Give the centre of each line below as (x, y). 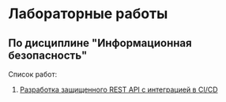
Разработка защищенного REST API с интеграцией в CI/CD (119, 89)
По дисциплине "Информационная (100, 43)
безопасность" (48, 55)
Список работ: (33, 74)
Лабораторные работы (88, 14)
